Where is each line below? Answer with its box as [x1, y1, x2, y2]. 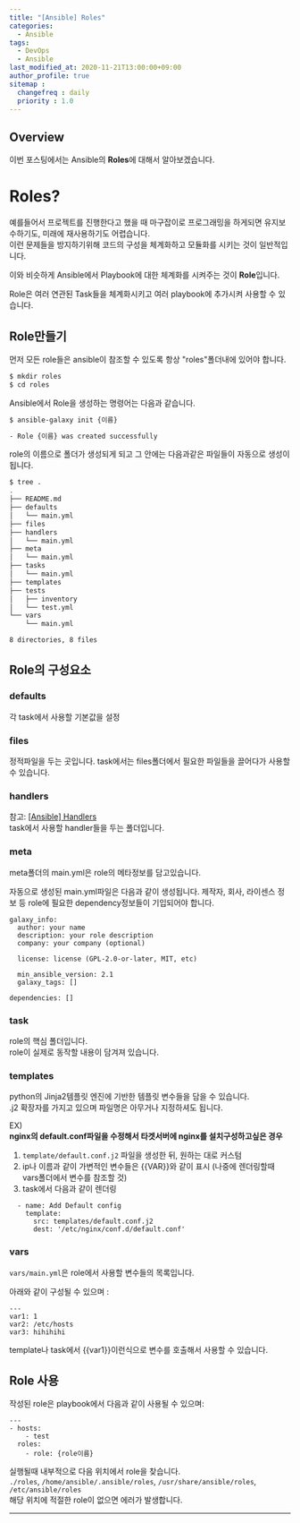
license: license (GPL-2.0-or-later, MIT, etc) [17, 954, 198, 963]
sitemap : [9, 80, 46, 89]
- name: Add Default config [17, 1202, 122, 1211]
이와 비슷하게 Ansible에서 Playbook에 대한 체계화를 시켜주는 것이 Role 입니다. [9, 270, 280, 280]
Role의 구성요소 [9, 663, 92, 678]
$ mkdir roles [9, 372, 62, 381]
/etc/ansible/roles [9, 1485, 82, 1495]
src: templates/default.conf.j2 [32, 1217, 154, 1227]
